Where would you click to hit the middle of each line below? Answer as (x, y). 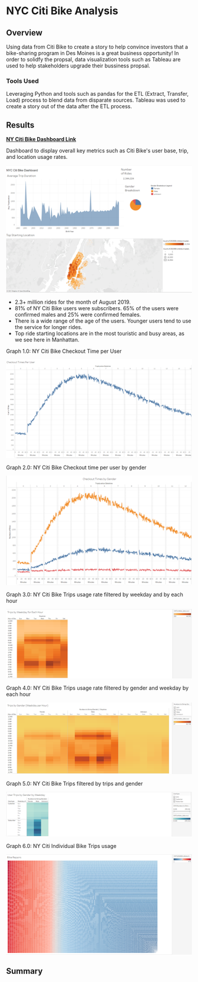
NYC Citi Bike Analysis (62, 11)
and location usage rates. (37, 157)
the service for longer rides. (48, 327)
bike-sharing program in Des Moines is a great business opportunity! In (93, 53)
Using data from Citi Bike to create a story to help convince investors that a (97, 47)
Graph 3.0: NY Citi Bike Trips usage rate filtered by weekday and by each (95, 594)
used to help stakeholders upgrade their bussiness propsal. (78, 66)
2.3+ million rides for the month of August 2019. (72, 302)
